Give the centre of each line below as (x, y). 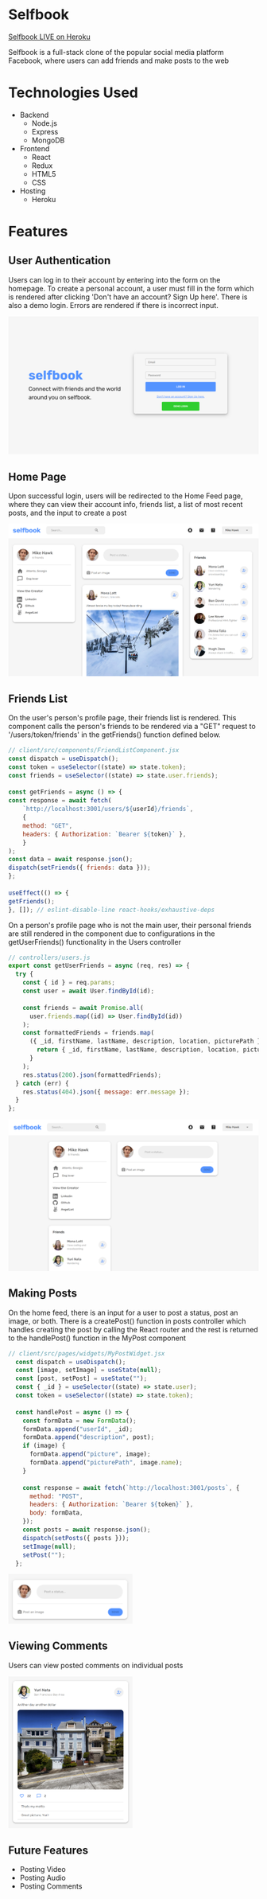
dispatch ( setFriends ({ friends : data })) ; (79, 868)
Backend (34, 115)
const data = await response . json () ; (71, 860)
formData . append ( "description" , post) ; (89, 1437)
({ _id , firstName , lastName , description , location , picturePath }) (147, 1041)
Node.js (44, 123)
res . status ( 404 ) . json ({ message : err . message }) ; (106, 1092)
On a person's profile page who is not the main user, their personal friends (130, 925)
